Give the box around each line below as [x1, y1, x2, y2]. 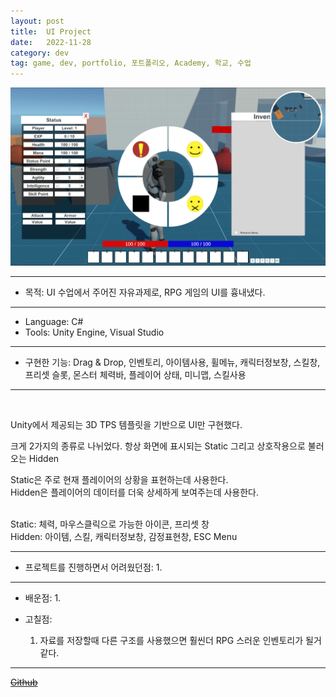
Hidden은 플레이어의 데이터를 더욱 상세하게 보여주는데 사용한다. [10, 486, 260, 498]
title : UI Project [10, 26, 92, 37]
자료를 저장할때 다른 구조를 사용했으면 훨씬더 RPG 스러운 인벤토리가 [39, 634, 304, 646]
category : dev [10, 48, 70, 58]
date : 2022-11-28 [10, 37, 92, 47]
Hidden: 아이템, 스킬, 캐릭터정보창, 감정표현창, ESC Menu [10, 530, 238, 542]
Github [10, 676, 38, 688]
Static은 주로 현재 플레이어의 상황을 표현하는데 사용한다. [10, 473, 229, 485]
